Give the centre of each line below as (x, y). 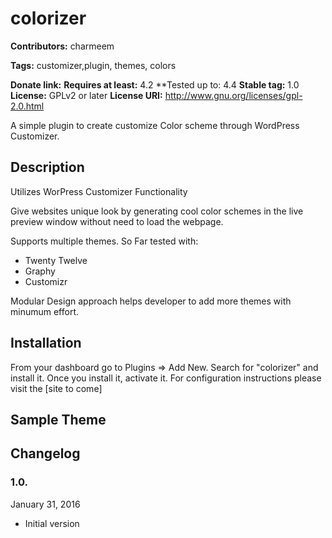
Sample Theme (58, 419)
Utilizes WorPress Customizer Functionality (99, 191)
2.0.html (27, 106)
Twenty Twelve (56, 260)
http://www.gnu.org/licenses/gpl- (233, 95)
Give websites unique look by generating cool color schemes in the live (157, 211)
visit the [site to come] (56, 388)
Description (47, 167)
